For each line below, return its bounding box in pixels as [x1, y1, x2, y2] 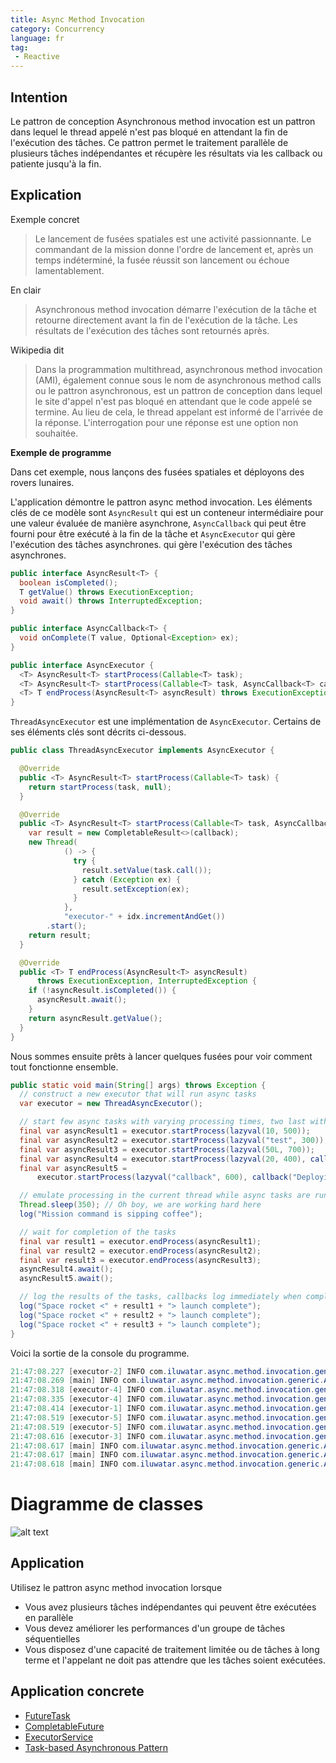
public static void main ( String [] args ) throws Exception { [10, 1080, 267, 1090]
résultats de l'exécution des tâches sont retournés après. [34, 324, 270, 336]
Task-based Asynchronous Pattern [24, 1741, 169, 1753]
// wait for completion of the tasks [19, 1227, 177, 1237]
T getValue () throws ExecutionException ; [19, 587, 195, 597]
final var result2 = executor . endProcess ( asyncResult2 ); [19, 1246, 262, 1256]
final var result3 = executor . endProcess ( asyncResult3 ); [19, 1255, 262, 1265]
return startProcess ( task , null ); [28, 782, 172, 792]
